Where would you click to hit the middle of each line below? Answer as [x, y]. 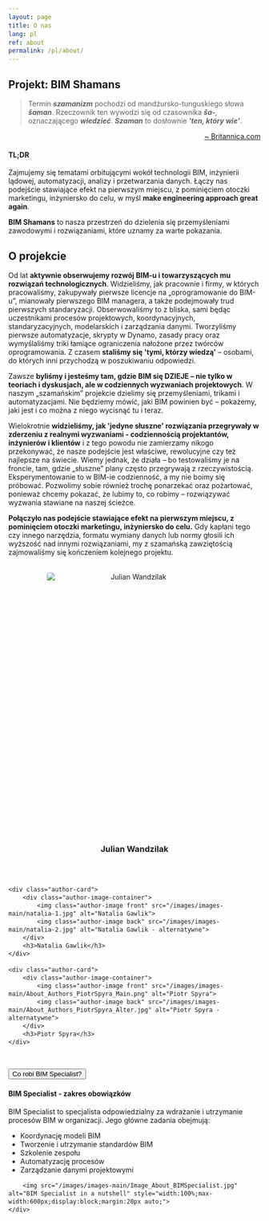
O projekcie [37, 256]
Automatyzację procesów [62, 1161]
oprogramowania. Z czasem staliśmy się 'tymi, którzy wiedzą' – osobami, [131, 352]
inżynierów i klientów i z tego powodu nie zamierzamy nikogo [111, 442]
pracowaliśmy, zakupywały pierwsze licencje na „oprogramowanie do [123, 292]
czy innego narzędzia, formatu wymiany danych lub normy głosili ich [121, 535]
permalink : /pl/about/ [46, 51]
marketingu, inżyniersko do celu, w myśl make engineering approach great [133, 198]
